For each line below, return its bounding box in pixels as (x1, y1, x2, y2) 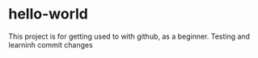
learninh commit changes (8, 39, 93, 49)
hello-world (8, 5, 89, 23)
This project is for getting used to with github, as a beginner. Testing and (8, 31, 251, 41)
